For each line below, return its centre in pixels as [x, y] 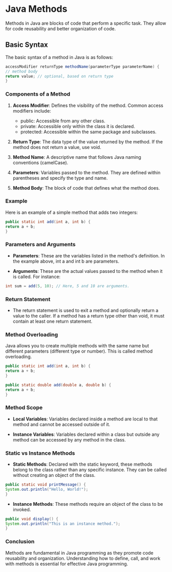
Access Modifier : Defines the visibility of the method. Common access [88, 105]
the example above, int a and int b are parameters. [66, 261]
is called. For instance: [36, 276]
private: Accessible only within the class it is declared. [78, 126]
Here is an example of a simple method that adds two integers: [72, 212]
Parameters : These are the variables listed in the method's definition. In [89, 255]
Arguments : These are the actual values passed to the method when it [88, 271]
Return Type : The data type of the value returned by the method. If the [88, 141]
